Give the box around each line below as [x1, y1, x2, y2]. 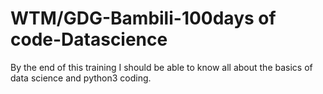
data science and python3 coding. [10, 72, 152, 84]
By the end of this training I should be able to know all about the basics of [10, 61, 313, 73]
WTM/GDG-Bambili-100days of [10, 7, 277, 30]
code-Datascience [10, 28, 168, 51]
